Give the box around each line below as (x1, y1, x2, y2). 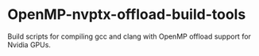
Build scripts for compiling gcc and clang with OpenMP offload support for (7, 32, 252, 41)
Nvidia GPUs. (7, 39, 51, 49)
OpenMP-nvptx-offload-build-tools (7, 6, 246, 24)
